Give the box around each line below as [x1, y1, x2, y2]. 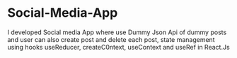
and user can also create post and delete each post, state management [7, 35, 215, 43]
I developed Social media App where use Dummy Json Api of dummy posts [7, 28, 227, 36]
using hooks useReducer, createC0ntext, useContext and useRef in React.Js [7, 43, 230, 51]
